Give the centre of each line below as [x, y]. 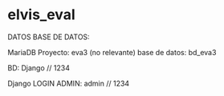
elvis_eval [41, 15]
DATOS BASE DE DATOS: [49, 37]
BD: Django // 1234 [39, 68]
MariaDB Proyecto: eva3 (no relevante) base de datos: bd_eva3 [112, 52]
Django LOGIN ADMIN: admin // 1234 [69, 83]
